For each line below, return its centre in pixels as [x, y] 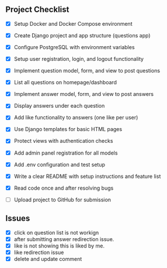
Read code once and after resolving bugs [64, 188]
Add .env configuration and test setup [60, 164]
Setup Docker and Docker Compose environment [73, 23]
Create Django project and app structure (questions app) [82, 35]
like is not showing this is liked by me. [59, 246]
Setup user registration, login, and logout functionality [79, 59]
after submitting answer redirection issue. [64, 239]
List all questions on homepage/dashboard [65, 83]
